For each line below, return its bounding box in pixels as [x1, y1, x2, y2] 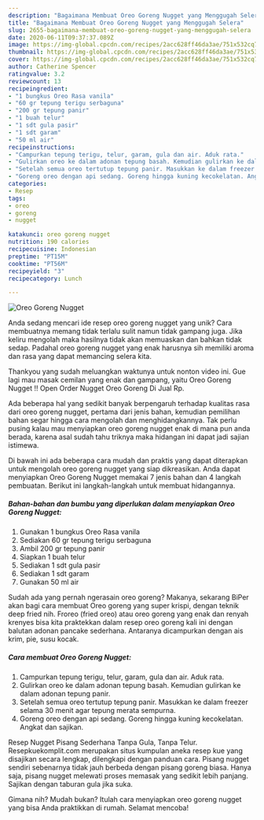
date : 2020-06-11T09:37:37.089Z [8, 33, 114, 42]
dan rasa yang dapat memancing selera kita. [8, 352, 152, 361]
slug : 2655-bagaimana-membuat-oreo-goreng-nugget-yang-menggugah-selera [8, 26, 251, 34]
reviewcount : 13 [8, 77, 61, 85]
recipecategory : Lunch [8, 275, 82, 283]
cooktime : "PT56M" [8, 260, 68, 268]
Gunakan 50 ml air [19, 578, 79, 587]
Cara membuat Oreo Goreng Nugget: [8, 652, 132, 662]
